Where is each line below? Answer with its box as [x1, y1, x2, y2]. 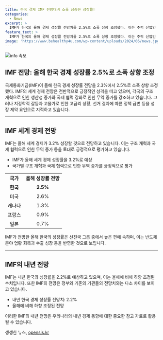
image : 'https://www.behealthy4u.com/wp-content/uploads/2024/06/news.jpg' [5, 39, 162, 44]
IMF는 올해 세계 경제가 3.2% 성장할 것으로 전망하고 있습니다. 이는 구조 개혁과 [5, 141, 151, 146]
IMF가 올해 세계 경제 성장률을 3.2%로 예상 [12, 157, 93, 163]
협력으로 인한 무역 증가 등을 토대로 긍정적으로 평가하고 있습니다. [10, 146, 130, 152]
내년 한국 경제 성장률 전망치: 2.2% [12, 297, 77, 303]
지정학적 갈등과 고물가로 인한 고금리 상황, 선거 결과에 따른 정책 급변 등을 [14, 100, 150, 106]
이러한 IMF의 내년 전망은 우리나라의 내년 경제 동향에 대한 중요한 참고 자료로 [5, 313, 147, 319]
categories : [5, 12, 29, 17]
